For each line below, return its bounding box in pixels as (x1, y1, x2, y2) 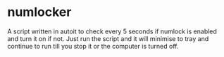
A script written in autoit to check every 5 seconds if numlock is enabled (7, 27, 217, 35)
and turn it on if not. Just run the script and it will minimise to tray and (7, 34, 209, 42)
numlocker (7, 4, 72, 20)
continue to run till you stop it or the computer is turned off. (7, 42, 179, 50)
